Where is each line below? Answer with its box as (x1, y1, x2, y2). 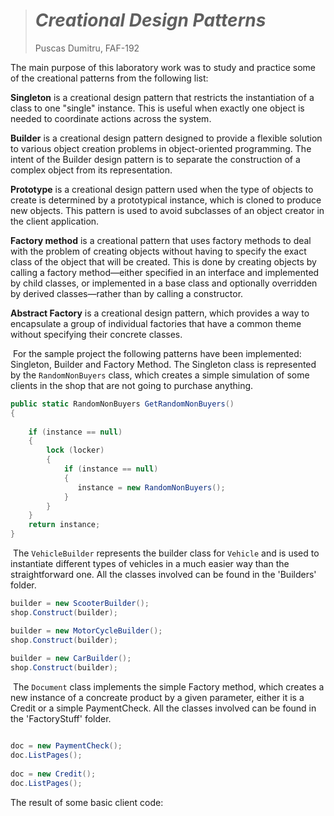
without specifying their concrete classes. (10, 328, 183, 340)
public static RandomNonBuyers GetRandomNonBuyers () (10, 399, 235, 409)
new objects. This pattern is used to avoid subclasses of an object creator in (10, 204, 325, 216)
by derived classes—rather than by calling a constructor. (10, 287, 244, 299)
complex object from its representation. (10, 164, 173, 176)
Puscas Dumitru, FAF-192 (34, 42, 140, 54)
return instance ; (28, 520, 101, 530)
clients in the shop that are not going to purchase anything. (10, 379, 254, 391)
